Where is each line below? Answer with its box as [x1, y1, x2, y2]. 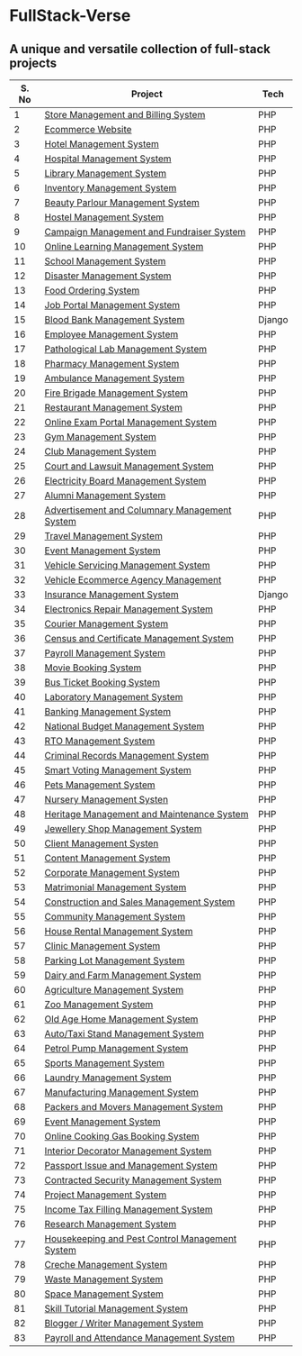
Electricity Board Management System [44, 475, 207, 487]
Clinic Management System [44, 940, 161, 951]
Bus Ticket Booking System [44, 677, 160, 688]
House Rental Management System [44, 925, 193, 937]
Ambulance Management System [44, 372, 185, 384]
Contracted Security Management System [44, 1174, 222, 1186]
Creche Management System [44, 1259, 168, 1270]
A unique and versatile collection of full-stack [9, 41, 271, 57]
